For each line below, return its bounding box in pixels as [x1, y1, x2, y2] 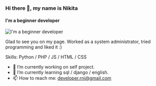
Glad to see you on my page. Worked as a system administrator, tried [5, 38, 151, 45]
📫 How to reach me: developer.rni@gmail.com [12, 75, 112, 81]
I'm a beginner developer [5, 17, 60, 24]
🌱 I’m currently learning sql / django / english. [12, 69, 109, 76]
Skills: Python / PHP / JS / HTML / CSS [5, 54, 87, 60]
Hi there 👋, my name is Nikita [5, 5, 78, 12]
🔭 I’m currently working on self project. [12, 64, 95, 70]
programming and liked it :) [5, 44, 62, 50]
